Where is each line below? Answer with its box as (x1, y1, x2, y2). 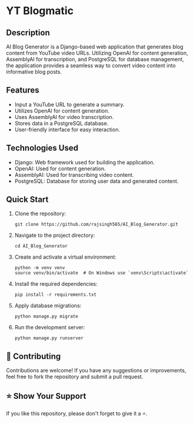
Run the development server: (14, 324, 85, 331)
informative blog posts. (6, 68, 62, 75)
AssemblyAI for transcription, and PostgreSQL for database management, (6, 56, 184, 62)
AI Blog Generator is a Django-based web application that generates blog (6, 43, 183, 50)
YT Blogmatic (6, 4, 74, 18)
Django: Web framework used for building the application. (14, 158, 155, 166)
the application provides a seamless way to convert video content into (6, 62, 176, 69)
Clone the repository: (14, 210, 66, 217)
